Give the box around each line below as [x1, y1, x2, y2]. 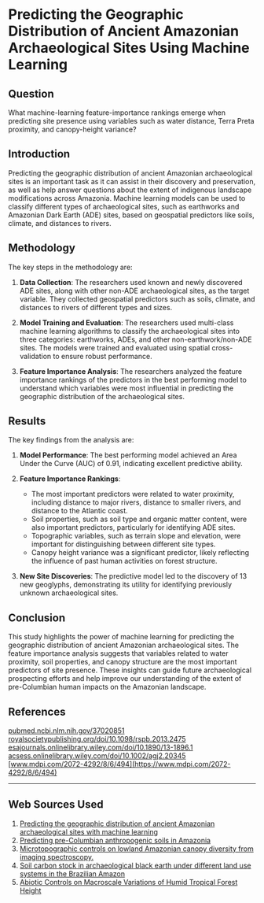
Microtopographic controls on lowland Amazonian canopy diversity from [19, 844, 254, 853]
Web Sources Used [8, 798, 104, 812]
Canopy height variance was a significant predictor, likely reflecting [31, 548, 250, 557]
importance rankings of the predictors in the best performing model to [19, 375, 247, 384]
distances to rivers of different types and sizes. [19, 302, 173, 312]
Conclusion [8, 611, 66, 624]
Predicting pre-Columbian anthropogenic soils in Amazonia [19, 835, 211, 845]
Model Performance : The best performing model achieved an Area [19, 450, 237, 460]
